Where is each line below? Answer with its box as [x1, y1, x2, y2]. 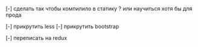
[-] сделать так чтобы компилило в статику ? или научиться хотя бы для [5, 5, 193, 12]
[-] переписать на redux [5, 35, 68, 41]
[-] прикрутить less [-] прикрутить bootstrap [5, 23, 120, 30]
